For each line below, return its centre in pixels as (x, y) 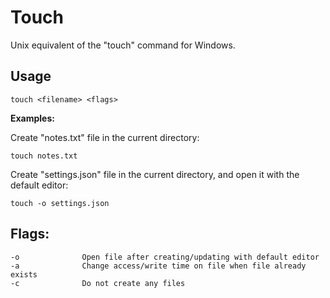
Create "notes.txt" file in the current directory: (105, 137)
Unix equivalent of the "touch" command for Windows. (123, 45)
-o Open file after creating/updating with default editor (165, 257)
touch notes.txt (44, 156)
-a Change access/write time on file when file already (158, 266)
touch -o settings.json (60, 203)
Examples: (32, 118)
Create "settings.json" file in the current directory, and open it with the (155, 174)
